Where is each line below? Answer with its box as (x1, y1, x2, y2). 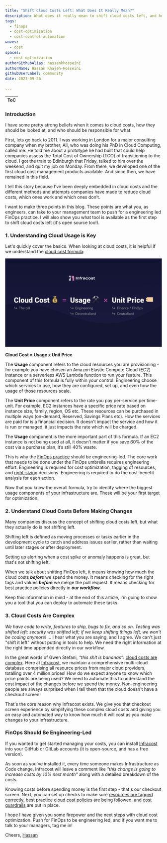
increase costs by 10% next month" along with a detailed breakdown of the (5, 771, 159, 777)
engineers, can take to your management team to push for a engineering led (5, 209, 162, 215)
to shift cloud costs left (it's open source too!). (5, 219, 100, 226)
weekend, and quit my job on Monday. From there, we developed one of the (5, 163, 161, 169)
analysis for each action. (5, 475, 56, 481)
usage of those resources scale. (5, 388, 71, 394)
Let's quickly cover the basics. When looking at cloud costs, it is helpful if (5, 243, 156, 249)
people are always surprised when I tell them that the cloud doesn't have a (5, 686, 158, 692)
